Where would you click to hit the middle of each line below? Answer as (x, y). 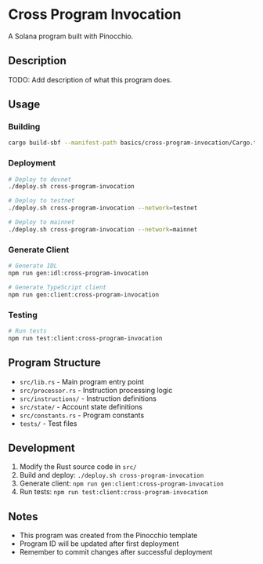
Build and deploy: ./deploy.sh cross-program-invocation (112, 475)
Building (24, 127)
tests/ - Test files (48, 423)
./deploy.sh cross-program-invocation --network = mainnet (103, 229)
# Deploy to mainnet (42, 222)
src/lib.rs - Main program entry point (82, 381)
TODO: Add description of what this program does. (90, 79)
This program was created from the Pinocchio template (108, 536)
